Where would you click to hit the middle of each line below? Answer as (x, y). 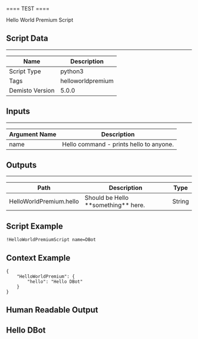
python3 (72, 71)
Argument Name (33, 134)
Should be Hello (107, 198)
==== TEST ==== (28, 9)
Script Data (27, 39)
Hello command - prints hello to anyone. (118, 144)
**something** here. (115, 205)
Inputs (18, 111)
